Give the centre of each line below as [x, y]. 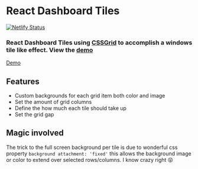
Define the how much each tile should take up [71, 108]
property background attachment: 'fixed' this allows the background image [99, 153]
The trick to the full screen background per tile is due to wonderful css [92, 147]
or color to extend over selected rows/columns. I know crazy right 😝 [90, 160]
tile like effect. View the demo [50, 50]
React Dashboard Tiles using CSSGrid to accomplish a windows [99, 43]
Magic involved [35, 133]
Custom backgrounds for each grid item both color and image [90, 96]
